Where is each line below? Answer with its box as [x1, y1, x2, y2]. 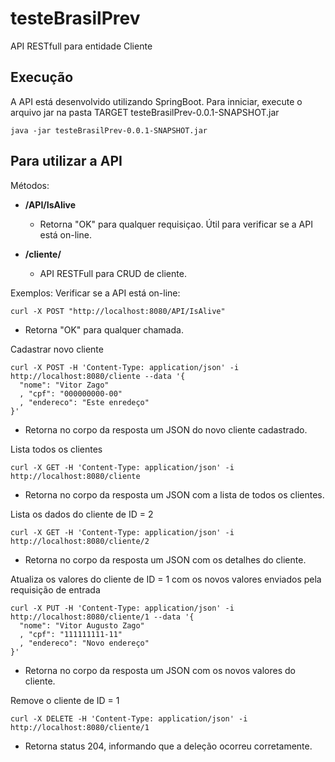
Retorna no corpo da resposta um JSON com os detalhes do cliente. [24, 553, 307, 566]
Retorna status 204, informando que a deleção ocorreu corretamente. [24, 740, 313, 752]
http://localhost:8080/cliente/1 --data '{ [10, 612, 195, 622]
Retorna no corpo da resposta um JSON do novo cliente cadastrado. [24, 423, 308, 436]
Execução [10, 69, 74, 86]
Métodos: [10, 179, 50, 191]
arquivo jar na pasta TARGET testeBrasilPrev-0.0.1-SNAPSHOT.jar [10, 106, 280, 118]
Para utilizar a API [10, 153, 123, 170]
